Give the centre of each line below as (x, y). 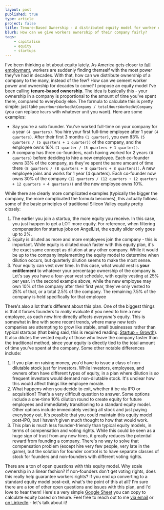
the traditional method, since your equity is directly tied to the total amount (80, 343)
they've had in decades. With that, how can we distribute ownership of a (78, 75)
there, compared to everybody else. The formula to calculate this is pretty (79, 101)
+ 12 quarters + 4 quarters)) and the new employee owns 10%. (78, 184)
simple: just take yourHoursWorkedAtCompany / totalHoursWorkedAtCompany (79, 107)
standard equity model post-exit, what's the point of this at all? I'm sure (77, 482)
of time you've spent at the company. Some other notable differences (75, 348)
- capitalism (27, 42)
